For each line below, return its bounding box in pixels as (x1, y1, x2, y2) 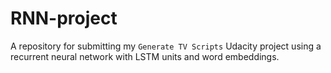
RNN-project (10, 7, 118, 30)
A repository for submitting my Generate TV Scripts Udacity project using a (10, 40, 322, 52)
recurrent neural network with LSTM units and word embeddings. (10, 50, 280, 62)
